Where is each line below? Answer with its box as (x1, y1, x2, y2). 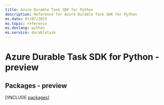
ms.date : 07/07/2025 (5, 16, 48, 21)
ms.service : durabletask (5, 30, 56, 35)
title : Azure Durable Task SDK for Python (5, 7, 93, 12)
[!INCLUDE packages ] (5, 95, 50, 100)
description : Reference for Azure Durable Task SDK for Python (5, 12, 137, 17)
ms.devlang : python (5, 26, 45, 31)
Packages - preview (5, 81, 67, 90)
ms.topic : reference (5, 21, 48, 26)
